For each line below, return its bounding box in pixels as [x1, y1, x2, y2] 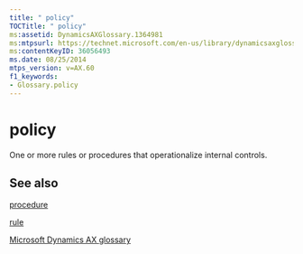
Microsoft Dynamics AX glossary [9, 234, 132, 245]
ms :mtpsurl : [9, 38, 54, 48]
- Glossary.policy [9, 80, 78, 89]
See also [9, 175, 59, 191]
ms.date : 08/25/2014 [9, 55, 87, 64]
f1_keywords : [9, 72, 59, 81]
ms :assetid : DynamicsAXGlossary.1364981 [9, 30, 164, 39]
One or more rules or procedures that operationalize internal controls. [9, 149, 268, 160]
